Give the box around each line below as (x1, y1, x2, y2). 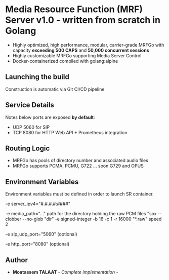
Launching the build (5, 72, 69, 82)
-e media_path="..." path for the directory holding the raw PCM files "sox (5, 211, 157, 217)
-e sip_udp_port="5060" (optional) (5, 231, 77, 237)
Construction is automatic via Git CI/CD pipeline (5, 86, 105, 92)
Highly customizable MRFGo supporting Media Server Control (12, 52, 142, 59)
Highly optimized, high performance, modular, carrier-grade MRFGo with (12, 42, 164, 48)
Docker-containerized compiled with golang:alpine (12, 58, 118, 64)
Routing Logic (5, 144, 50, 152)
